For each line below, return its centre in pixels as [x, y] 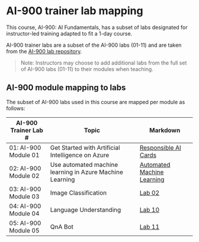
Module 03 [24, 196]
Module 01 [24, 155]
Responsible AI [161, 147]
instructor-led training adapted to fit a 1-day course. [69, 33]
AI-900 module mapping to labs [66, 88]
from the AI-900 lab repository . [44, 51]
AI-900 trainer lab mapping [75, 11]
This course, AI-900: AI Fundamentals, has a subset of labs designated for [97, 27]
